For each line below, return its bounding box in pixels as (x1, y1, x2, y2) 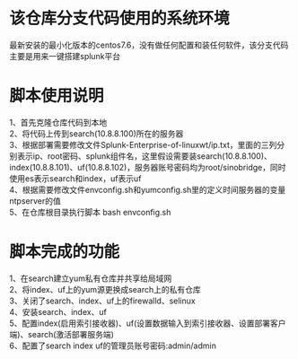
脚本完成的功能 (9, 241, 120, 262)
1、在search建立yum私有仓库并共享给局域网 (9, 273, 172, 284)
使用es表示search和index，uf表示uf (9, 172, 142, 184)
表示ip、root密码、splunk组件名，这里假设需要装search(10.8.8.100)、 (16, 150, 272, 162)
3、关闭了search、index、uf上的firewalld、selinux (9, 295, 196, 306)
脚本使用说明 (9, 86, 105, 106)
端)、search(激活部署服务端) (9, 328, 115, 339)
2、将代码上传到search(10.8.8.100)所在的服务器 (9, 127, 184, 139)
